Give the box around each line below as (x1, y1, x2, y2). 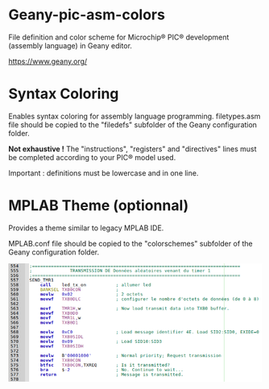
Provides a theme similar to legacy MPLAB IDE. (8, 223, 164, 233)
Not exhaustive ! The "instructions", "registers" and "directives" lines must (8, 143, 257, 154)
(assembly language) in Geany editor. (8, 40, 133, 50)
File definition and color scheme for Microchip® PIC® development (8, 32, 230, 42)
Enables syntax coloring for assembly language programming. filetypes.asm (8, 111, 261, 121)
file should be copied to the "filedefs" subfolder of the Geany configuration (8, 119, 258, 130)
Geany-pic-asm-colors (8, 6, 165, 24)
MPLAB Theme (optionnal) (8, 197, 189, 215)
